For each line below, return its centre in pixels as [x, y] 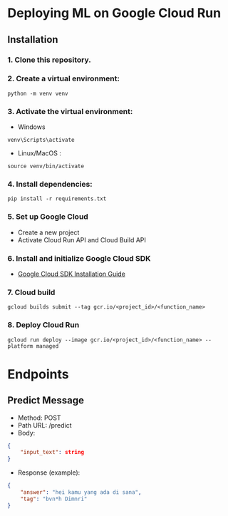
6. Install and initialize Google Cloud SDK [79, 258]
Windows [31, 127]
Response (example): [49, 473]
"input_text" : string [52, 453]
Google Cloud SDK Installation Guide [72, 274]
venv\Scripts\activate [41, 140]
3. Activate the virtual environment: [70, 111]
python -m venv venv [38, 93]
